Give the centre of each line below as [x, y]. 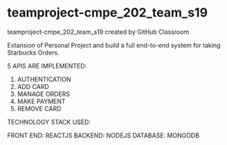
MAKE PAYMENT [41, 101]
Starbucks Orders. [34, 52]
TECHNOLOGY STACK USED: [49, 122]
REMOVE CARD [39, 108]
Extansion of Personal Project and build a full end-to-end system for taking [114, 45]
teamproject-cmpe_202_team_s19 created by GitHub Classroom [98, 32]
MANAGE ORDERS [44, 94]
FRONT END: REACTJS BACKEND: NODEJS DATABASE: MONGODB [103, 135]
